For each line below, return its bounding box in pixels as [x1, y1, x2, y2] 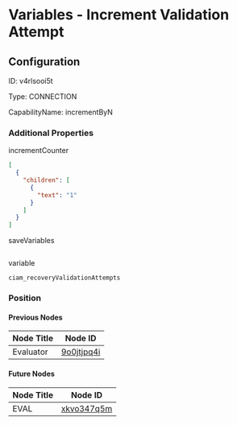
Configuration [8, 55, 81, 68]
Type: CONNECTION [8, 92, 77, 101]
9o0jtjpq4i [60, 346, 101, 357]
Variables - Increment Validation [8, 6, 230, 24]
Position [8, 292, 42, 303]
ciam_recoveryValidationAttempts [8, 274, 121, 283]
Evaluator [12, 346, 48, 357]
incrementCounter [8, 146, 69, 155]
